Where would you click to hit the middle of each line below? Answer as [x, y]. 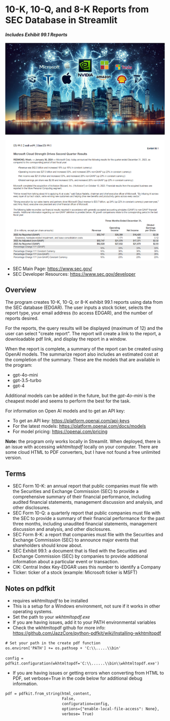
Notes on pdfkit [30, 588]
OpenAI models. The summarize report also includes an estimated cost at [82, 354]
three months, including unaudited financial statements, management [85, 524]
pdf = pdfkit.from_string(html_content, [49, 694]
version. [14, 458]
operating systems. [33, 612]
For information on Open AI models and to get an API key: [65, 411]
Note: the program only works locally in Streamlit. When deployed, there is [83, 442]
